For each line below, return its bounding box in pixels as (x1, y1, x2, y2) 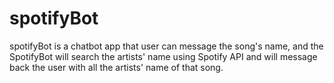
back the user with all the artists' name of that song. (9, 61, 224, 73)
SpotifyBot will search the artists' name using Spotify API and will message (9, 50, 318, 62)
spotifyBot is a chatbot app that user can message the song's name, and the (9, 40, 324, 52)
